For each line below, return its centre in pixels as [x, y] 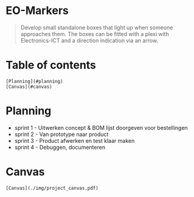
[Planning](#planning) [34, 81]
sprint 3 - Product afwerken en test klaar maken [74, 140]
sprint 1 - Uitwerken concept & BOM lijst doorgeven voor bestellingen [101, 127]
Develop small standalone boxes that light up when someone [97, 27]
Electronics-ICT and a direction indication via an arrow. [89, 40]
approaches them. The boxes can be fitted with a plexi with [95, 34]
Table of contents [51, 65]
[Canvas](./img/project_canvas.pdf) [52, 188]
